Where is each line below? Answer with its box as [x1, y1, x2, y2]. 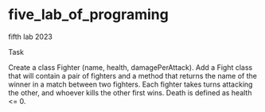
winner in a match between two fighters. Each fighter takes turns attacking [8, 79, 253, 89]
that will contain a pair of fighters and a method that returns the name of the [8, 71, 257, 80]
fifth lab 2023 [8, 32, 53, 41]
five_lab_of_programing [8, 6, 169, 24]
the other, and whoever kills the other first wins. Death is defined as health [8, 87, 252, 97]
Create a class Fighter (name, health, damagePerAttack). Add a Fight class [8, 62, 253, 72]
